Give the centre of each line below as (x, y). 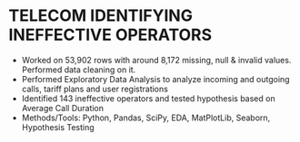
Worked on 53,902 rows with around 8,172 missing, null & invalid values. (156, 60)
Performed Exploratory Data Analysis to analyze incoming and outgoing (155, 79)
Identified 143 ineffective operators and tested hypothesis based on (148, 98)
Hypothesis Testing (58, 127)
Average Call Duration (63, 108)
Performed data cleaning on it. (79, 70)
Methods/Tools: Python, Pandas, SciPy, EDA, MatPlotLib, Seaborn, (146, 118)
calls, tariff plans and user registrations (95, 89)
